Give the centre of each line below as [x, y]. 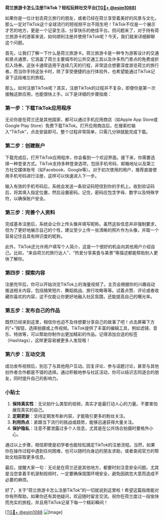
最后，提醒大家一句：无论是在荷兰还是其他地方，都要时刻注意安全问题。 [78, 468]
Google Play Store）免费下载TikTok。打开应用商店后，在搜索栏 [68, 126]
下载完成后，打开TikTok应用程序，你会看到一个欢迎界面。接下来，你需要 [78, 157]
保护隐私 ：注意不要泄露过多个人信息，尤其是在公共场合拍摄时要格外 [81, 428]
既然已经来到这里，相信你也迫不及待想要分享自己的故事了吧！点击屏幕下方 [80, 322]
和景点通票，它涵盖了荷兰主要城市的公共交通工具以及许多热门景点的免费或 [80, 59]
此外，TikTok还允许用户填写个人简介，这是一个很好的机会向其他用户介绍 [78, 247]
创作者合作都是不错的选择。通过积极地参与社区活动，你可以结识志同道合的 [80, 372]
